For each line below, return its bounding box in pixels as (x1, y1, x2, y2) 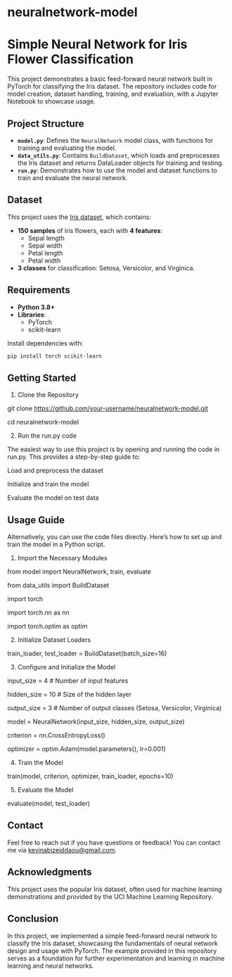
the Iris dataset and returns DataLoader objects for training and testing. (17, 158, 224, 167)
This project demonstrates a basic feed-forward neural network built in (7, 75, 213, 83)
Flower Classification (7, 51, 134, 68)
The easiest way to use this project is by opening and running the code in (7, 445, 220, 454)
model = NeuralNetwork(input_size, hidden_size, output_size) (7, 717, 185, 726)
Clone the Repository (17, 391, 79, 399)
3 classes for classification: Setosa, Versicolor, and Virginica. (17, 263, 195, 272)
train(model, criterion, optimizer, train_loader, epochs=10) (7, 772, 174, 781)
